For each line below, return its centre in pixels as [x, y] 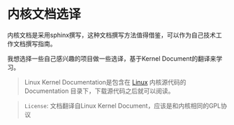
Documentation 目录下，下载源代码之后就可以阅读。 [99, 91]
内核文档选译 [44, 14]
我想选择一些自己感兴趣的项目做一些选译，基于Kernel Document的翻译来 [112, 58]
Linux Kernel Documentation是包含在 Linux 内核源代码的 [105, 82]
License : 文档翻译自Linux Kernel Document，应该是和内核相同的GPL [123, 105]
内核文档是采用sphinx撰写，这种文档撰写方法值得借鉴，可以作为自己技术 [112, 35]
